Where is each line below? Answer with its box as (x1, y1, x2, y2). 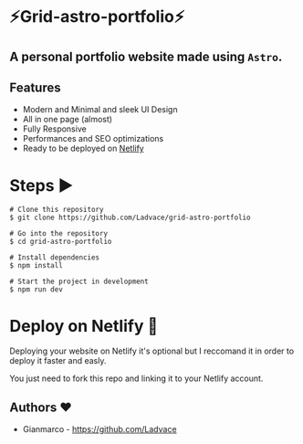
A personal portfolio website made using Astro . (9, 48, 283, 64)
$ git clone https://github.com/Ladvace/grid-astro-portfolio (9, 213, 251, 223)
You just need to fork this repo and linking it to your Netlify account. (9, 373, 264, 384)
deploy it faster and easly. (9, 355, 107, 366)
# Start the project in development (9, 277, 149, 287)
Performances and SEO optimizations (22, 133, 164, 144)
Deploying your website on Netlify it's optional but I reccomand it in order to (9, 345, 295, 356)
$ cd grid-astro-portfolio (9, 238, 112, 247)
